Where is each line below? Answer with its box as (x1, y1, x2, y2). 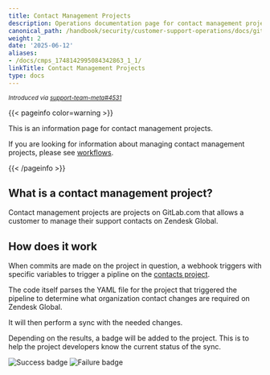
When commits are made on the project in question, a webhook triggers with (8, 261, 263, 270)
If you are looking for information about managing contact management (8, 138, 245, 149)
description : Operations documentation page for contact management (8, 19, 243, 27)
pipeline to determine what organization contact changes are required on (8, 294, 251, 303)
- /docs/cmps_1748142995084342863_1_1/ (8, 57, 142, 65)
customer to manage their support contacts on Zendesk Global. (8, 216, 219, 226)
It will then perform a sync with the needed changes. (8, 318, 183, 328)
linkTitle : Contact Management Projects (8, 64, 146, 72)
